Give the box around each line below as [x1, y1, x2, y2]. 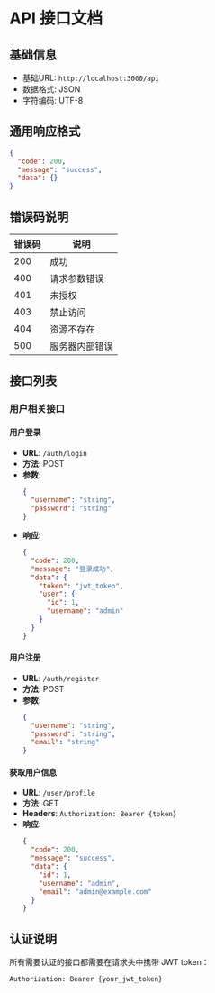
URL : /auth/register [22, 672, 100, 683]
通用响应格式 [9, 123, 81, 140]
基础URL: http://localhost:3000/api [22, 73, 160, 83]
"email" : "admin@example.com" [39, 887, 152, 897]
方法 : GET [22, 798, 59, 809]
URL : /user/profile [22, 788, 96, 798]
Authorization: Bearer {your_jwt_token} [9, 975, 164, 984]
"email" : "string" [31, 738, 100, 747]
